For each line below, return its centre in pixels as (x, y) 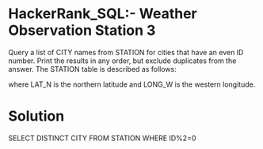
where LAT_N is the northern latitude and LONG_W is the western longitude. (132, 84)
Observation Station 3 (82, 30)
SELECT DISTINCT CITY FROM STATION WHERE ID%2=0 (102, 138)
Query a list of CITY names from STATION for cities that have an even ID (126, 52)
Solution (36, 116)
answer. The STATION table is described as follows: (92, 69)
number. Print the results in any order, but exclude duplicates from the (122, 61)
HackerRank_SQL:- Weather (103, 14)
